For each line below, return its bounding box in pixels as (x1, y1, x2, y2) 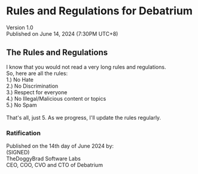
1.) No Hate (6, 76, 34, 83)
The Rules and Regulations (6, 48, 108, 58)
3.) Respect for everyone (6, 88, 68, 96)
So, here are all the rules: (6, 70, 68, 77)
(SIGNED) (6, 149, 30, 156)
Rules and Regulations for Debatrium (6, 4, 193, 18)
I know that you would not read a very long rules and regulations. (6, 63, 166, 70)
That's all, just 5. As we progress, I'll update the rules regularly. (6, 114, 162, 121)
